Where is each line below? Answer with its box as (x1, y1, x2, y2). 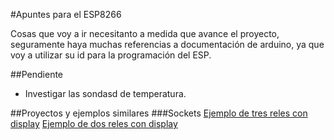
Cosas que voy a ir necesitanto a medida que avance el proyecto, (10, 28, 280, 39)
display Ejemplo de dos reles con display (10, 118, 178, 129)
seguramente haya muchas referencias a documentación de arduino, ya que (10, 39, 325, 50)
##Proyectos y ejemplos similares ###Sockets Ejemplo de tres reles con (10, 107, 308, 119)
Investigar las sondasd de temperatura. (24, 88, 187, 99)
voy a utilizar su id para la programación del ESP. (10, 49, 212, 61)
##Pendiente (10, 69, 64, 80)
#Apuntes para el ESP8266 (10, 9, 122, 20)
